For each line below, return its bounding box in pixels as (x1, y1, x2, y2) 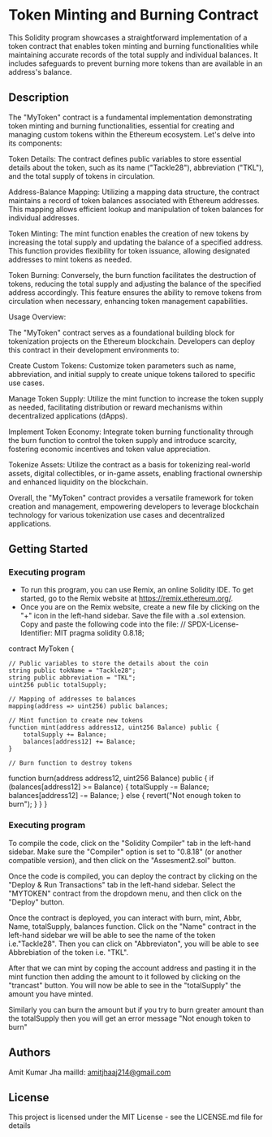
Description (8, 91, 69, 105)
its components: (8, 138, 63, 148)
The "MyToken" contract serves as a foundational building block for (8, 328, 235, 337)
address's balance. (8, 67, 72, 76)
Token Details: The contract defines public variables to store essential (8, 154, 242, 163)
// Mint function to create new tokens (8, 717, 144, 725)
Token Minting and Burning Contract (8, 6, 259, 24)
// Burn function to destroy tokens (8, 759, 132, 767)
